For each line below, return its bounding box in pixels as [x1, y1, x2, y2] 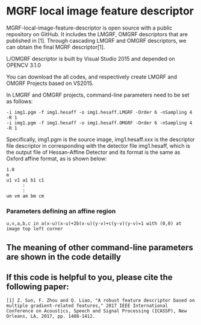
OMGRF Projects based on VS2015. [6, 80, 94, 87]
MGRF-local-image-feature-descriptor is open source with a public [6, 24, 173, 31]
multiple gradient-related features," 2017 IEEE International [6, 303, 169, 309]
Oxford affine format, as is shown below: [6, 155, 107, 162]
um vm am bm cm [6, 193, 45, 199]
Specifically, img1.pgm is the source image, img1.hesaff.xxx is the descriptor [6, 136, 196, 143]
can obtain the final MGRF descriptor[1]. [6, 43, 105, 51]
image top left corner [6, 226, 63, 232]
